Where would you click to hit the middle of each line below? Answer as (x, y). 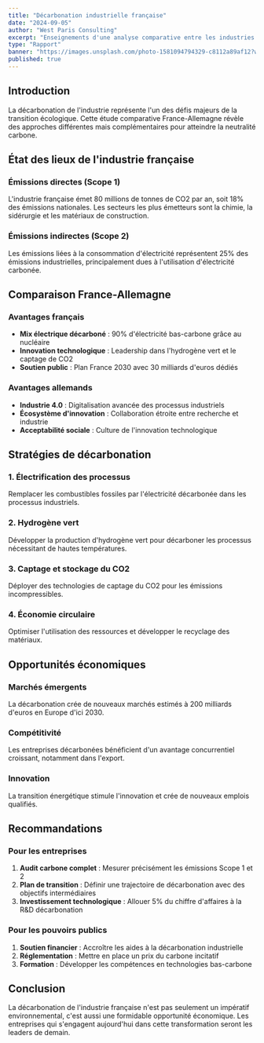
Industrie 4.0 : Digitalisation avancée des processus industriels (122, 404)
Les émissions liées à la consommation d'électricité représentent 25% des (128, 253)
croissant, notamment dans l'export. (66, 758)
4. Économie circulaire (52, 614)
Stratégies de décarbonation (80, 455)
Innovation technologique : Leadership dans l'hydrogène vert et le (128, 351)
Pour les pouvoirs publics (58, 930)
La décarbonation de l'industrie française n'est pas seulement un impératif (129, 1008)
